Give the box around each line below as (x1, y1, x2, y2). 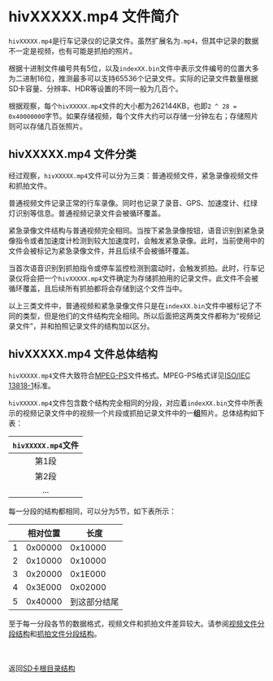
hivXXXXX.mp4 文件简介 (8, 7, 180, 26)
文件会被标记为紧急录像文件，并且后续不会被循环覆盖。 (8, 246, 193, 255)
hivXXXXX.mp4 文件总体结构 (8, 347, 158, 361)
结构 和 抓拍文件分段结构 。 (15, 628, 102, 639)
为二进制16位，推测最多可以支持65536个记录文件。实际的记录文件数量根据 (8, 73, 258, 83)
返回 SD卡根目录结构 (8, 663, 76, 673)
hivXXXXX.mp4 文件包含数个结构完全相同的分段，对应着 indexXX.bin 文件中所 (8, 398, 256, 408)
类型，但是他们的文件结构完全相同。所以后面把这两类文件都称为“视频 (22, 311, 254, 321)
